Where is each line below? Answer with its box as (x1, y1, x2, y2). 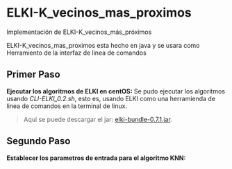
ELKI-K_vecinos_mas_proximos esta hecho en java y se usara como (6, 41, 200, 49)
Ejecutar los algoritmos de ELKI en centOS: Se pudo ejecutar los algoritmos (6, 87, 225, 95)
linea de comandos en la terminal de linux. (6, 102, 128, 110)
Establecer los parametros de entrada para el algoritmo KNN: (6, 154, 186, 162)
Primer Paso (6, 69, 60, 80)
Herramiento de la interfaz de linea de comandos (6, 48, 147, 57)
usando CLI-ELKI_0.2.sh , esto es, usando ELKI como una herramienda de (6, 94, 216, 103)
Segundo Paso (6, 135, 71, 147)
